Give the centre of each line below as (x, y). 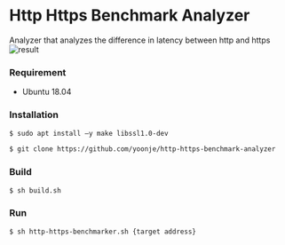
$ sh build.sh (36, 190)
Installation (34, 115)
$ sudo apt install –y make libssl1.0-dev (89, 133)
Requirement (38, 72)
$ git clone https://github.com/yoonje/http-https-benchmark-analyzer (142, 149)
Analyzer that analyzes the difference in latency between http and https (140, 40)
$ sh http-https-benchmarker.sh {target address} (103, 232)
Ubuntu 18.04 (47, 92)
